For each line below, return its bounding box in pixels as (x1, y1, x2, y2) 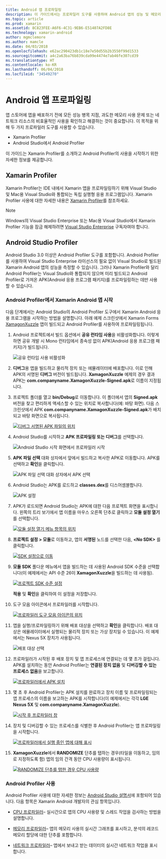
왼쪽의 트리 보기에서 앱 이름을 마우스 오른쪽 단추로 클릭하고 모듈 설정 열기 (19, 509, 160, 515)
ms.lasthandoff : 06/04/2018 (5, 67, 64, 72)
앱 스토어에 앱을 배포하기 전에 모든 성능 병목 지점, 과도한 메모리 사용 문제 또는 (5, 112, 155, 118)
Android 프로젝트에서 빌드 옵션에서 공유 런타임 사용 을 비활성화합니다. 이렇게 (12, 332, 160, 337)
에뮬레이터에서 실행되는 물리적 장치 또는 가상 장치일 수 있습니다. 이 (22, 628, 150, 634)
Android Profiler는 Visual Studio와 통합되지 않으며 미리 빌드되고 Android (5, 271, 148, 277)
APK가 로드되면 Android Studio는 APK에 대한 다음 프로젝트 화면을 (12, 503, 141, 509)
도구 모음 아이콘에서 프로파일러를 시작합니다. (12, 601, 99, 607)
